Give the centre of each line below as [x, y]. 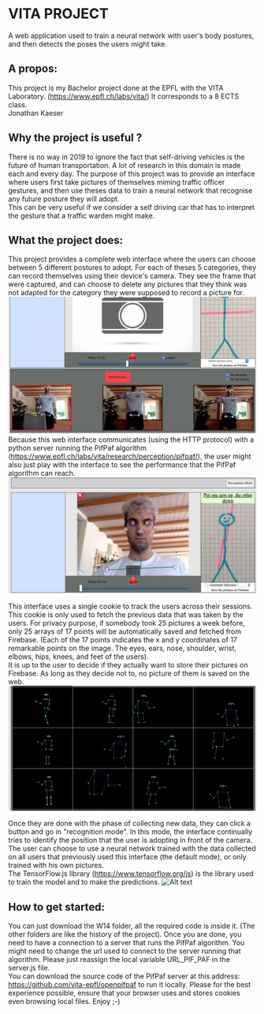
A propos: [33, 69]
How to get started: [56, 907]
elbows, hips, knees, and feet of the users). [78, 657]
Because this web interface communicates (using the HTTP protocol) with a [131, 440]
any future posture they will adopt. [64, 199]
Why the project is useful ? [75, 138]
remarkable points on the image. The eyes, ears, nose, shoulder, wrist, [123, 649]
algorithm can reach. [42, 473]
